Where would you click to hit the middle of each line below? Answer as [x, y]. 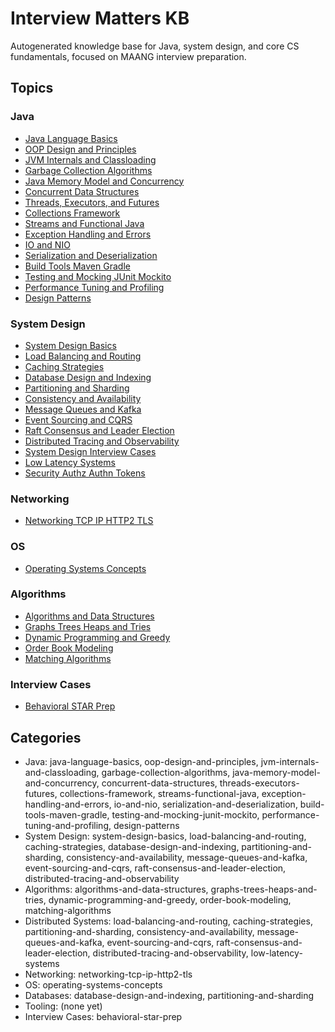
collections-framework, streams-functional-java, [159, 793]
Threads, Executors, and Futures [92, 202]
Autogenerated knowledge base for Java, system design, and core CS [155, 46]
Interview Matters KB [100, 18]
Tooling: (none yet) [63, 1006]
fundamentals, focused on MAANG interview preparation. [128, 56]
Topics [32, 88]
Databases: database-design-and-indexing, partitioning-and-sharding [169, 995]
